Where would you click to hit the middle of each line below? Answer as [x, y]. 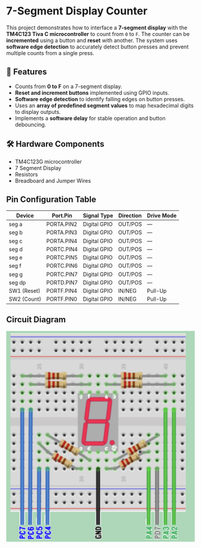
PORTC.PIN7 [62, 274]
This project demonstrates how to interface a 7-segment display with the [97, 28]
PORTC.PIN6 [62, 266]
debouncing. [31, 125]
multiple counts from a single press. [50, 53]
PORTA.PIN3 [62, 232]
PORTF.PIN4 [62, 291]
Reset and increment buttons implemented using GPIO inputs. [92, 93]
